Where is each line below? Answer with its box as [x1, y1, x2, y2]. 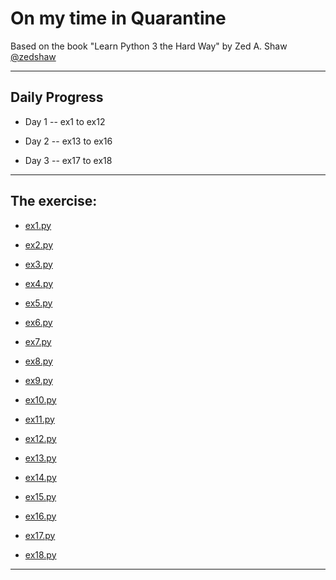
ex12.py [24, 432, 57, 444]
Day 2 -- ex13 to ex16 [24, 135, 113, 147]
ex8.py [24, 355, 53, 367]
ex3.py [24, 258, 53, 270]
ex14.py [24, 471, 57, 483]
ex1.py [24, 219, 52, 231]
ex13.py [24, 452, 57, 464]
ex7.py [24, 335, 52, 347]
